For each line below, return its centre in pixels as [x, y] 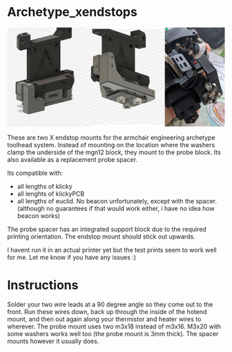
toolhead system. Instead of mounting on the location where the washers [111, 145]
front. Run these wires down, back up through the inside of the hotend [107, 311]
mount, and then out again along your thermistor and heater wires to [104, 319]
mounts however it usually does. [53, 341]
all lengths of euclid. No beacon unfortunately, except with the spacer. [117, 201]
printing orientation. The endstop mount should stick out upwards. [101, 237]
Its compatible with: [35, 173]
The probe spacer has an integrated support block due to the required [107, 229]
